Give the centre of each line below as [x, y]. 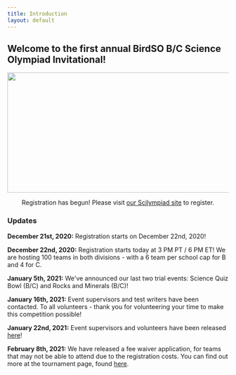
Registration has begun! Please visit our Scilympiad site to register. [118, 203]
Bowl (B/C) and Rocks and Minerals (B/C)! [68, 285]
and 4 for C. [25, 264]
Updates [22, 221]
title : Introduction [38, 14]
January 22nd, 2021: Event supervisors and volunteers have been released [117, 327]
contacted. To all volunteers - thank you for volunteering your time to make [116, 306]
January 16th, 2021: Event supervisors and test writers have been [103, 299]
